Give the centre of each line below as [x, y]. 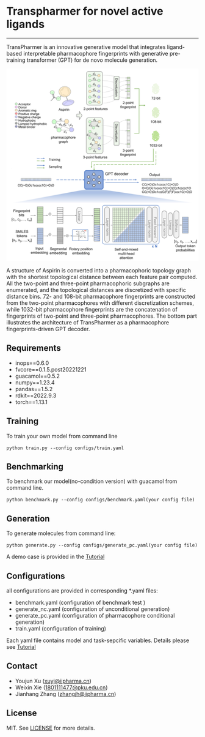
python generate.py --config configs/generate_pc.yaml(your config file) [102, 545]
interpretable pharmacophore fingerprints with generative [96, 53]
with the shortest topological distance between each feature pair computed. [102, 277]
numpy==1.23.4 [35, 382]
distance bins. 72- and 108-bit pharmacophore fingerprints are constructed [101, 296]
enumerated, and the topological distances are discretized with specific [96, 290]
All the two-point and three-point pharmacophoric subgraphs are [88, 283]
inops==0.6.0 [32, 363]
